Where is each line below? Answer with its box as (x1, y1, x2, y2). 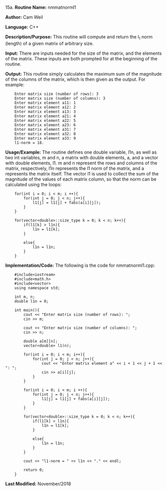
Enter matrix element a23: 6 (14, 122, 76, 127)
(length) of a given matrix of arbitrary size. (5, 40, 94, 46)
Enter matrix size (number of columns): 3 (14, 96, 106, 101)
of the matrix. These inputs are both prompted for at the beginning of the (5, 55, 158, 61)
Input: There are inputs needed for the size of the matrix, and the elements (5, 50, 162, 56)
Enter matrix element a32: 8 (14, 131, 76, 136)
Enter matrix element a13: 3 (14, 109, 76, 114)
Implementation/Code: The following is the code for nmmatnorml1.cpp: (5, 262, 155, 268)
